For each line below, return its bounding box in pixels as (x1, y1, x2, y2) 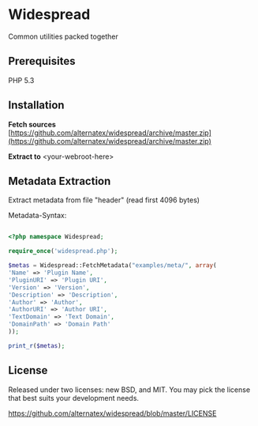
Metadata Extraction (8, 174, 111, 187)
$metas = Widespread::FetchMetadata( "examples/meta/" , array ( (8, 262, 217, 270)
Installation (8, 99, 65, 112)
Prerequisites (8, 55, 76, 68)
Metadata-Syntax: (8, 211, 67, 221)
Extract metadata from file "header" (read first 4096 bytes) (8, 195, 200, 205)
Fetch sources (8, 119, 57, 129)
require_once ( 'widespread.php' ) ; (8, 247, 118, 255)
